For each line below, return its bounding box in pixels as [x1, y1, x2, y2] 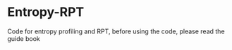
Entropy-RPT [7, 4, 85, 20]
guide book [7, 34, 40, 42]
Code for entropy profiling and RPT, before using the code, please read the [7, 27, 225, 35]
